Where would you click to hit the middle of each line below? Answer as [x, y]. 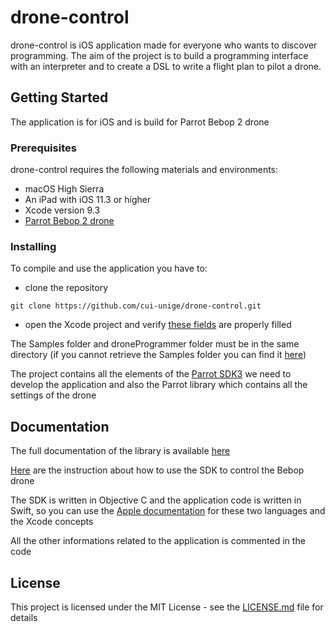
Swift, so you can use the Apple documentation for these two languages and [168, 511]
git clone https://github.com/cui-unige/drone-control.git [136, 306]
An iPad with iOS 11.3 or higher [88, 200]
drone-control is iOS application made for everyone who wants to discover [164, 45]
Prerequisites [43, 148]
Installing [33, 246]
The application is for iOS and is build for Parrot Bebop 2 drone [140, 122]
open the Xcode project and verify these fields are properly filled [158, 325]
